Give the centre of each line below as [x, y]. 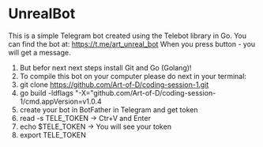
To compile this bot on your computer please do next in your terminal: [133, 76]
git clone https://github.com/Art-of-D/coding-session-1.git [114, 85]
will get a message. [39, 52]
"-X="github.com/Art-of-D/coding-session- [145, 92]
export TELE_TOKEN [53, 134]
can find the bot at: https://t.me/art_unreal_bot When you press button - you [132, 43]
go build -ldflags [46, 92]
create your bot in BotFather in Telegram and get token [109, 109]
